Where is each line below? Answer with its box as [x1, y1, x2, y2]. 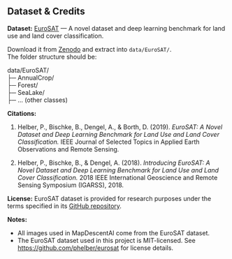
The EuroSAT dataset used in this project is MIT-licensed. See [17, 236, 196, 244]
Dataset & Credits [7, 6, 85, 17]
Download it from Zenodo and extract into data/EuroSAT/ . [7, 45, 172, 53]
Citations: [7, 109, 37, 117]
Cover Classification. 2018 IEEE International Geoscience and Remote [17, 173, 218, 182]
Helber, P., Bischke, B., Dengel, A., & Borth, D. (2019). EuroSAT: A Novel [17, 122, 223, 131]
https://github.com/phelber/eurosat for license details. [17, 244, 173, 252]
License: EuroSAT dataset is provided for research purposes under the [7, 194, 212, 202]
